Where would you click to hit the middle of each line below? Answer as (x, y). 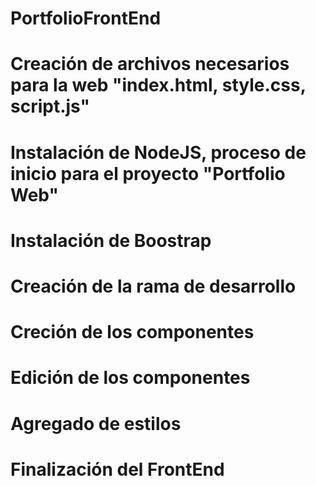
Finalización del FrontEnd (117, 469)
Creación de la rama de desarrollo (153, 286)
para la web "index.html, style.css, (158, 85)
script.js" (50, 106)
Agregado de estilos (96, 423)
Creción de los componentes (132, 332)
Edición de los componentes (130, 378)
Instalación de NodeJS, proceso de (158, 152)
